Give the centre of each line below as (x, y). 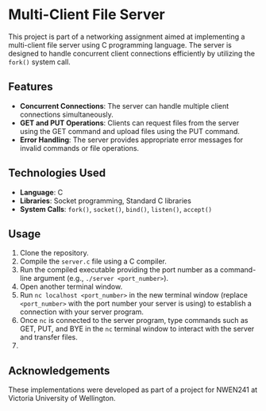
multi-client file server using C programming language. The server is (120, 44)
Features (31, 87)
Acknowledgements (59, 371)
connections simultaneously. (66, 114)
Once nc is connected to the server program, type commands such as (134, 321)
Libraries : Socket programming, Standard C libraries (106, 201)
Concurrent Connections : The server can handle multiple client (124, 106)
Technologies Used (57, 173)
